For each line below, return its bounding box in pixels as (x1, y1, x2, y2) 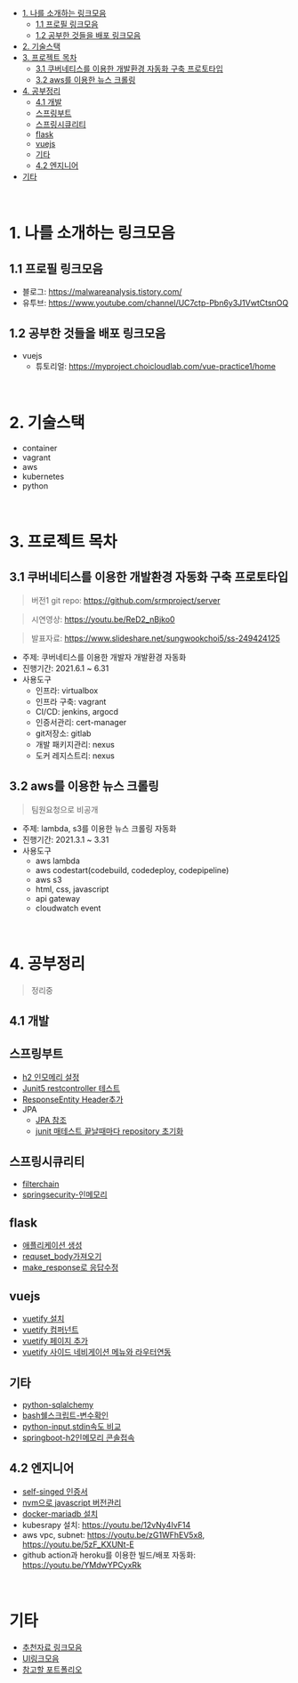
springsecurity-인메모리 (21, 1189, 109, 1200)
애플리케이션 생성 (21, 1240, 83, 1250)
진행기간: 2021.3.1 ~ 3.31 (21, 834, 109, 845)
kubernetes (21, 471, 65, 481)
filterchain (21, 1178, 60, 1189)
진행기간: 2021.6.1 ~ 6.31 (21, 662, 109, 674)
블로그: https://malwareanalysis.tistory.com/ (21, 287, 182, 296)
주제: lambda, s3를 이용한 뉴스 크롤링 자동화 (21, 822, 177, 834)
